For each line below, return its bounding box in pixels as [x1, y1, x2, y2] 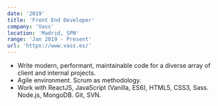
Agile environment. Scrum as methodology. [17, 76, 141, 84]
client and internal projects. [17, 69, 96, 77]
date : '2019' [7, 10, 45, 17]
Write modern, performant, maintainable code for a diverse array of [17, 62, 211, 69]
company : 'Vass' [7, 23, 54, 30]
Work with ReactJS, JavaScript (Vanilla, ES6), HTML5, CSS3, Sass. [17, 84, 209, 91]
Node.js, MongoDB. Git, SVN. [17, 91, 102, 99]
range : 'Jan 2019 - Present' [7, 36, 92, 43]
